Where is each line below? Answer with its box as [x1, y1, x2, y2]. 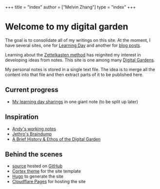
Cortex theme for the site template [12, 168, 81, 174]
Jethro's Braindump [12, 131, 52, 137]
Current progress [5, 86, 59, 94]
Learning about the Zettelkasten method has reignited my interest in [5, 52, 141, 57]
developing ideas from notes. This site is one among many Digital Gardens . [5, 57, 155, 63]
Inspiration [5, 113, 39, 121]
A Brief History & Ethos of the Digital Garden [12, 136, 101, 142]
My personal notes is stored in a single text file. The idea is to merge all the [5, 66, 156, 72]
